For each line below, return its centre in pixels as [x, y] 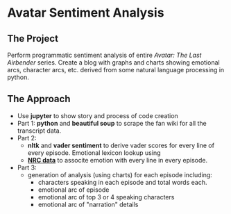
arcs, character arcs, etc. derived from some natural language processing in [116, 70]
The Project [33, 39]
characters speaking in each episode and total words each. [122, 182]
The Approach [39, 99]
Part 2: [27, 138]
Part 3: [27, 167]
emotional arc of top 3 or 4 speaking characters [106, 197]
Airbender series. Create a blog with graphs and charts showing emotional [113, 63]
